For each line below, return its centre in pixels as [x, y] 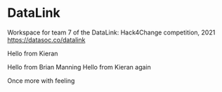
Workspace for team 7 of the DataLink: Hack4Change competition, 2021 [111, 32]
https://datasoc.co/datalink [46, 39]
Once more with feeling [41, 80]
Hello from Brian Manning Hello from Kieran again [79, 67]
